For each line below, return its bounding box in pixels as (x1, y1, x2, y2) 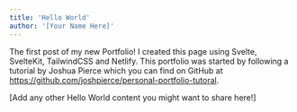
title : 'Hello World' (9, 13, 91, 22)
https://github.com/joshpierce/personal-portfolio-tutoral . (9, 74, 220, 85)
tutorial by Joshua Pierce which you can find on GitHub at (9, 65, 223, 76)
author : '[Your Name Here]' (9, 22, 115, 30)
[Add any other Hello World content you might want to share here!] (9, 91, 256, 103)
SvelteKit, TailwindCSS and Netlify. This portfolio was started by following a (9, 56, 289, 66)
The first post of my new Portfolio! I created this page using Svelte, (9, 46, 257, 56)
